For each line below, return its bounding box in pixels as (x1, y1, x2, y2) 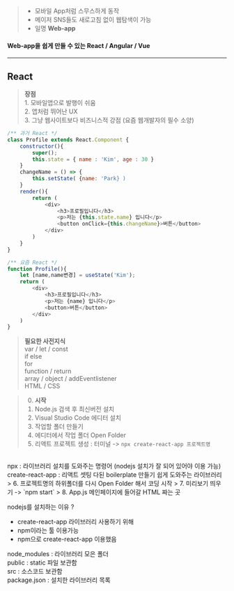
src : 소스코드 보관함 (7, 567, 63, 576)
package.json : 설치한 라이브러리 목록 (7, 576, 111, 584)
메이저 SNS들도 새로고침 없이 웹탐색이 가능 (34, 15, 152, 24)
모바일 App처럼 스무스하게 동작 (34, 7, 120, 15)
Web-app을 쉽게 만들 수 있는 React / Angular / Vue (7, 41, 150, 49)
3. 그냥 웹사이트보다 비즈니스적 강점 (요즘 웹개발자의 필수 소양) (24, 116, 194, 125)
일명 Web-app (34, 24, 76, 32)
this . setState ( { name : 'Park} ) (32, 175, 127, 182)
